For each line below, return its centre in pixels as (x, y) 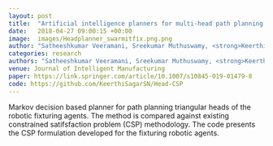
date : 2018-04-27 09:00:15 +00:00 (70, 31)
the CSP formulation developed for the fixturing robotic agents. (114, 133)
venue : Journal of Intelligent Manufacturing (87, 69)
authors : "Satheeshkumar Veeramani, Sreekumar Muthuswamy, (110, 62)
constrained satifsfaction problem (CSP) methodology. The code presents (132, 124)
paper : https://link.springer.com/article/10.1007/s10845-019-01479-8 (130, 76)
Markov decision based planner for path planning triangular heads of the (130, 107)
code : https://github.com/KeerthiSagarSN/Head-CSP (96, 84)
